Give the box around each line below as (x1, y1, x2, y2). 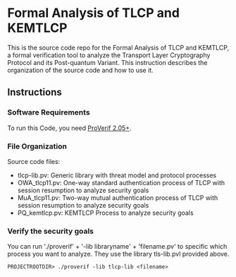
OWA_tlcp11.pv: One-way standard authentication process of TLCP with (17, 178, 225, 187)
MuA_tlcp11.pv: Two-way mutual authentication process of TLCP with (17, 193, 218, 202)
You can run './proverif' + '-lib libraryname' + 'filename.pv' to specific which (7, 242, 228, 251)
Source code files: (7, 157, 61, 165)
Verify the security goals (7, 226, 94, 236)
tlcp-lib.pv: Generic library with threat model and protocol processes (17, 171, 217, 179)
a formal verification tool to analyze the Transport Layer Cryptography (7, 51, 211, 59)
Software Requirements (7, 107, 90, 117)
